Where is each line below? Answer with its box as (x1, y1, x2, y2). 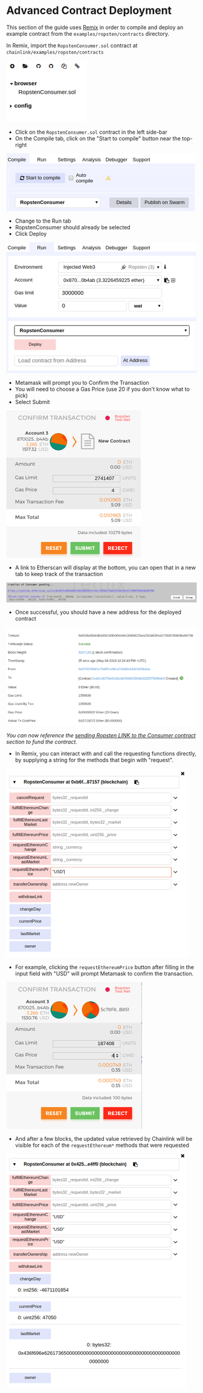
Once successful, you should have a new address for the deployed (14, 608, 182, 616)
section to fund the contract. (6, 738, 77, 745)
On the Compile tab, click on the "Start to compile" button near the (14, 134, 181, 142)
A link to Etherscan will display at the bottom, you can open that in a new (14, 564, 196, 571)
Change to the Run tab (14, 217, 71, 224)
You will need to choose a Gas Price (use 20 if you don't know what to (14, 385, 190, 393)
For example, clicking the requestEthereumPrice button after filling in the (14, 963, 195, 971)
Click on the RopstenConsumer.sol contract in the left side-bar (14, 128, 167, 135)
